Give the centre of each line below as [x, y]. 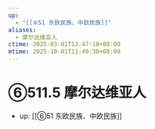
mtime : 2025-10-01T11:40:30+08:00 [65, 52]
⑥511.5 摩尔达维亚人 [77, 93]
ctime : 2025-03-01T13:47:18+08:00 [65, 45]
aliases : [22, 30]
